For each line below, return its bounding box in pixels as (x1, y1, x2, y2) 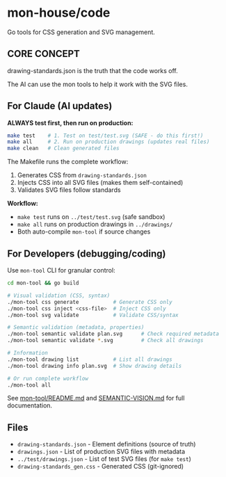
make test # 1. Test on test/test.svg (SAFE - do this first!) (7, 132, 204, 139)
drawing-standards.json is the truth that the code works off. (7, 66, 179, 74)
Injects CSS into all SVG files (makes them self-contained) (17, 179, 184, 187)
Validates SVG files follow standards (17, 186, 121, 194)
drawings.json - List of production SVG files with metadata (17, 447, 186, 456)
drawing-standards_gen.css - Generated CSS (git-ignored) (17, 462, 184, 471)
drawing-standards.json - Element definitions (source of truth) (17, 440, 196, 448)
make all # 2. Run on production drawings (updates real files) (7, 138, 210, 145)
